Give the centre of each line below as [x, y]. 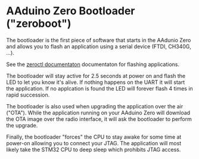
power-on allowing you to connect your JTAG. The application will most [94, 143]
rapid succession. [28, 95]
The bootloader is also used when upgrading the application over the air [95, 106]
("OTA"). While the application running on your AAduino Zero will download [98, 113]
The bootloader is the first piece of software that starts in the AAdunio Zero [99, 40]
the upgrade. [22, 125]
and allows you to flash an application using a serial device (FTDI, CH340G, [99, 46]
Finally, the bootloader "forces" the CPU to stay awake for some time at [94, 137]
